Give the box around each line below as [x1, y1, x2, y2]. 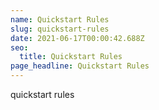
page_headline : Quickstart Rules [10, 61, 150, 71]
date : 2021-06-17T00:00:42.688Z [10, 33, 145, 43]
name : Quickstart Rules [10, 14, 110, 25]
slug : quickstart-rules [10, 24, 110, 34]
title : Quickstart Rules [19, 52, 123, 62]
